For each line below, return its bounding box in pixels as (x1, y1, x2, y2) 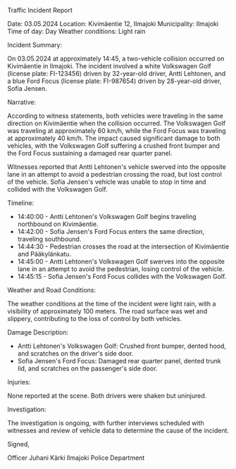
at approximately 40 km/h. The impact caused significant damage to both (7, 134, 221, 142)
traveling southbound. (17, 235, 82, 243)
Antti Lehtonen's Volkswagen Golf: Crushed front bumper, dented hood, (17, 342, 227, 350)
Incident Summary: (7, 41, 62, 49)
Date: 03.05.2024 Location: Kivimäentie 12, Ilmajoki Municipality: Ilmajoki (7, 20, 219, 27)
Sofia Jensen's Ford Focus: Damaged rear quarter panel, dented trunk (17, 357, 222, 365)
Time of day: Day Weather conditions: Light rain (7, 27, 146, 35)
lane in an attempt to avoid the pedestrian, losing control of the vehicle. (17, 265, 224, 273)
